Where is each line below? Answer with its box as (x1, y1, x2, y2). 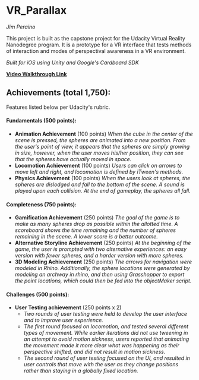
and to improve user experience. (23, 316, 103, 324)
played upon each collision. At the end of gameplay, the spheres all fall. (14, 187, 191, 194)
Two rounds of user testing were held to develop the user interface (23, 310, 188, 318)
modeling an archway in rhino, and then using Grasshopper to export (14, 271, 185, 278)
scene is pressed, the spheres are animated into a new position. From (14, 136, 186, 143)
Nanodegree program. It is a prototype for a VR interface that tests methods (6, 41, 192, 48)
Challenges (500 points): (6, 291, 70, 298)
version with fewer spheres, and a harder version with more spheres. (14, 252, 184, 259)
